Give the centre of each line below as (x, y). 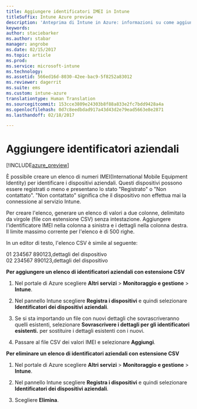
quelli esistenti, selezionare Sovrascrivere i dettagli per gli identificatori (102, 325)
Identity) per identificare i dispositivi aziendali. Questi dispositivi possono (94, 183)
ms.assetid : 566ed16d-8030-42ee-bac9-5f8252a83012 (69, 77)
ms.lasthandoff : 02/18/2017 (40, 115)
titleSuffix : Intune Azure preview (50, 17)
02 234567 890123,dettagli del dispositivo (57, 261)
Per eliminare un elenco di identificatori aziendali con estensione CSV (93, 354)
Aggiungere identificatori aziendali (93, 149)
